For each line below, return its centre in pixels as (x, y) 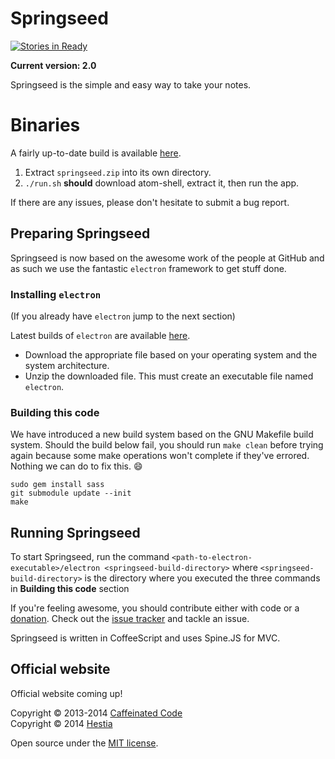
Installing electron (56, 294)
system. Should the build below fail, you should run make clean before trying (167, 445)
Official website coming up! (66, 693)
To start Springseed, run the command (90, 557)
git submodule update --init (71, 493)
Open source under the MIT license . (84, 743)
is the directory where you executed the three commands (202, 578)
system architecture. (67, 365)
